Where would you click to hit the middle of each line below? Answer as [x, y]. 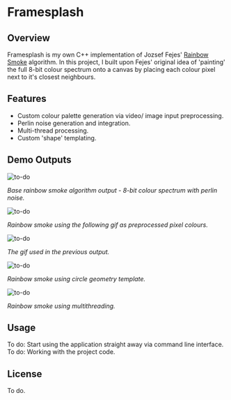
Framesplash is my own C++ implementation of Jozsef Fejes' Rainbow [108, 54]
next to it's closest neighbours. [51, 77]
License [25, 374]
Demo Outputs [39, 160]
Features [27, 99]
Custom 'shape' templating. [57, 138]
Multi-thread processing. [53, 131]
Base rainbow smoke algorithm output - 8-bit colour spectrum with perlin [112, 190]
